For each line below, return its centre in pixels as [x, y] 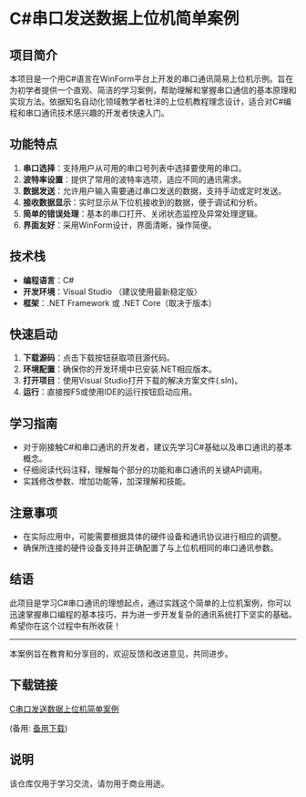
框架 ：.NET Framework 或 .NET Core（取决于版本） [119, 302]
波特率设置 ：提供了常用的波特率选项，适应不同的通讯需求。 [134, 179]
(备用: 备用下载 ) [39, 728]
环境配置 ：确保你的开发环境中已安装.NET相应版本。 [119, 369]
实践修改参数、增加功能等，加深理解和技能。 [107, 481]
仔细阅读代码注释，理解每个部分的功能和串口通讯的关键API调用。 [145, 470]
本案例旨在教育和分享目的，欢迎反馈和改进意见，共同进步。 [121, 653]
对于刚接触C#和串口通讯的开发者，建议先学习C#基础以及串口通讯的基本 [157, 447]
